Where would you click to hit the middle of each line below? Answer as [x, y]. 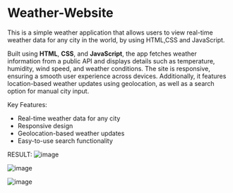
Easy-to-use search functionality [65, 141]
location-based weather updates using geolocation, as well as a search [111, 83]
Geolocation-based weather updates [71, 133]
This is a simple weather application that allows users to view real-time [110, 32]
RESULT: [20, 154]
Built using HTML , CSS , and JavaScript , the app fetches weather [102, 54]
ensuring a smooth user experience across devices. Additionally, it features [117, 76]
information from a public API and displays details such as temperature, [111, 61]
